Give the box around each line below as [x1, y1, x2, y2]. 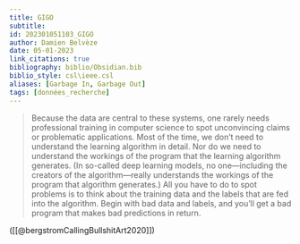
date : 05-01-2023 [9, 46, 74, 55]
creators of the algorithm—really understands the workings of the [30, 169, 274, 180]
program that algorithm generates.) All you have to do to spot [30, 179, 258, 189]
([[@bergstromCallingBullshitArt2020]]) [9, 224, 155, 235]
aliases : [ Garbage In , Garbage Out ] [9, 80, 146, 88]
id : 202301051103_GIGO [9, 29, 94, 38]
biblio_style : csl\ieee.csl [9, 72, 115, 80]
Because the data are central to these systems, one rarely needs [30, 113, 270, 123]
